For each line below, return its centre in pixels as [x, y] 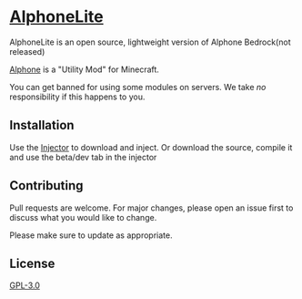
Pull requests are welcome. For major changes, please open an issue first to [151, 208]
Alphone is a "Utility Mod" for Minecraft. [84, 69]
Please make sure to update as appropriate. [91, 235]
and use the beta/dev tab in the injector [83, 157]
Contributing [46, 186]
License [32, 263]
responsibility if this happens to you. [77, 97]
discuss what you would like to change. [83, 217]
